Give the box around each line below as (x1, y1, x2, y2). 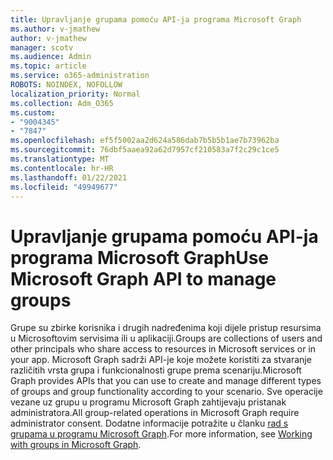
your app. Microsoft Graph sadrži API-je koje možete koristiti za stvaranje (10, 354, 312, 366)
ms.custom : (10, 107, 56, 118)
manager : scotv (10, 42, 74, 53)
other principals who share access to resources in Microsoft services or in (10, 343, 317, 355)
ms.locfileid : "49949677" (10, 182, 118, 192)
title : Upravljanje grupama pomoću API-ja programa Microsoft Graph (10, 14, 302, 25)
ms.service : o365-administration (10, 71, 150, 81)
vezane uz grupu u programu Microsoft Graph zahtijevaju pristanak (10, 396, 287, 408)
